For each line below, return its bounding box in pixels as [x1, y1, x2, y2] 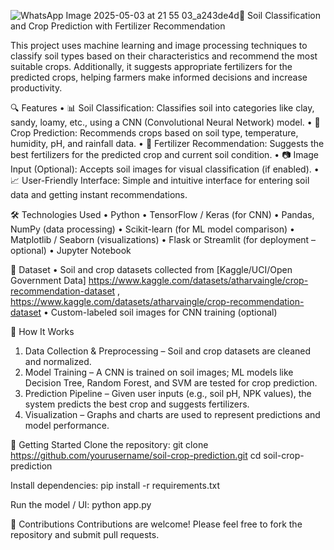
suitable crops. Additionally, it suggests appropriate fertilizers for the [10, 61, 293, 72]
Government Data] [10, 275, 87, 286]
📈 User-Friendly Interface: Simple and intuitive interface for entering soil [10, 175, 310, 186]
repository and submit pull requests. [10, 529, 160, 540]
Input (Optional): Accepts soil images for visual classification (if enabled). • [10, 163, 320, 175]
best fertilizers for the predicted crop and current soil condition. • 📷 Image [10, 149, 320, 160]
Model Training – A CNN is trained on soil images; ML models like [24, 366, 294, 378]
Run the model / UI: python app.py [10, 499, 152, 510]
